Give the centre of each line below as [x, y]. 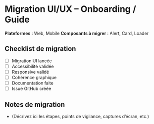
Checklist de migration [40, 49]
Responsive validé [30, 72]
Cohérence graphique [34, 77]
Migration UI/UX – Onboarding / [71, 9]
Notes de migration [35, 104]
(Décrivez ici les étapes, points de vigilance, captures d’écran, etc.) [80, 116]
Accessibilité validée [33, 66]
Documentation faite [33, 83]
